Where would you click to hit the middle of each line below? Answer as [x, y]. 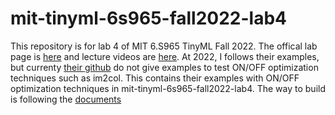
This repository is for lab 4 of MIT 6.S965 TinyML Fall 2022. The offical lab [164, 46]
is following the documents [66, 99]
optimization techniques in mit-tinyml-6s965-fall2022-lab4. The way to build [168, 88]
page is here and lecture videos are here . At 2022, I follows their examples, [165, 56]
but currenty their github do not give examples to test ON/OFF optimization [164, 67]
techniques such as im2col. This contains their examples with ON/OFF [155, 78]
